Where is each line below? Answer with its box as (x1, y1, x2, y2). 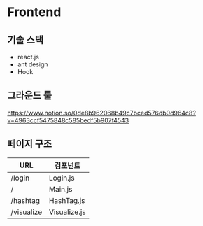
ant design (17, 60, 48, 69)
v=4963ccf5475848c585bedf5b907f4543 (7, 116, 129, 125)
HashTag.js (48, 195, 85, 205)
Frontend (7, 4, 62, 20)
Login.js (48, 173, 75, 183)
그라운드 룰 (7, 90, 52, 101)
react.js (17, 53, 40, 61)
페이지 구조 (7, 138, 52, 150)
